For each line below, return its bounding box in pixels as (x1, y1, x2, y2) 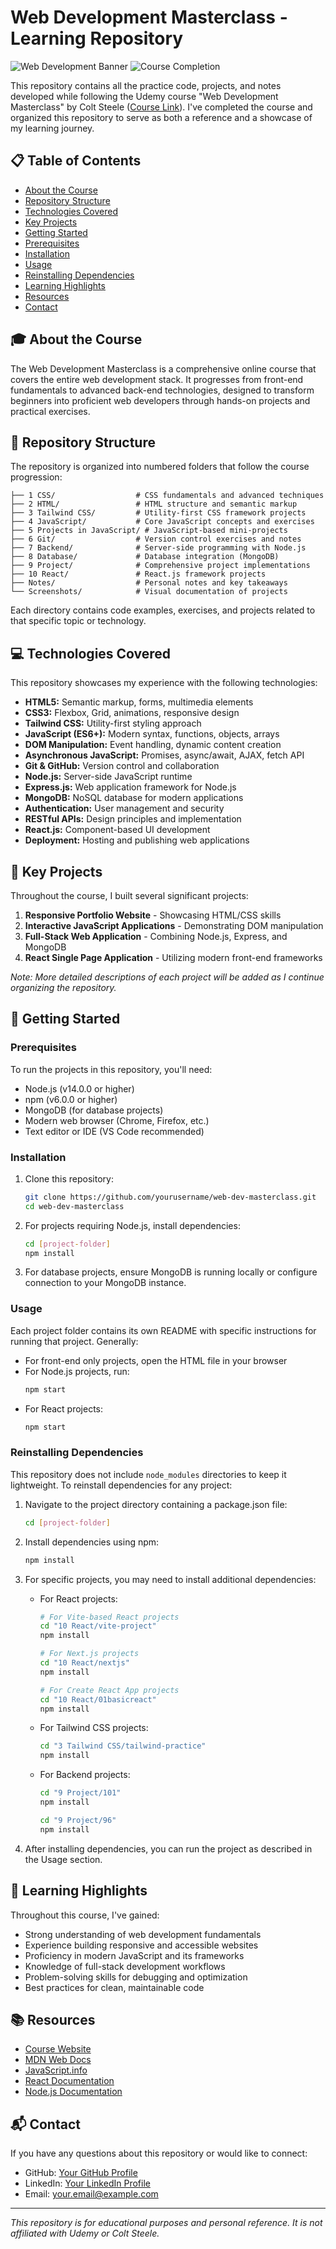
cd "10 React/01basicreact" (39, 1694, 157, 1705)
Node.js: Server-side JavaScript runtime (24, 771, 193, 783)
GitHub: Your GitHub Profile (24, 2167, 138, 2179)
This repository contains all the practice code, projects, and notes (10, 79, 282, 91)
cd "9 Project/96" (39, 1815, 117, 1825)
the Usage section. (24, 1853, 103, 1865)
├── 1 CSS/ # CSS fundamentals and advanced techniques (10, 491, 325, 501)
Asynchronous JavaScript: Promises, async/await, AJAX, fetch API (24, 749, 305, 761)
